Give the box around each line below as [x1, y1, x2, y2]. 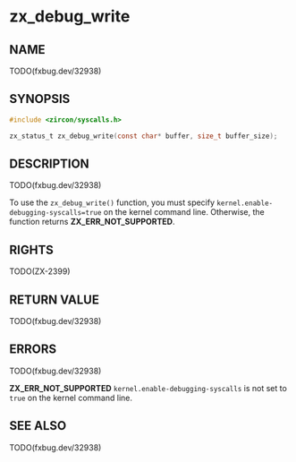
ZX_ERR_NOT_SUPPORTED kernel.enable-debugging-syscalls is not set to [9, 382, 288, 393]
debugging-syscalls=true [9, 209, 102, 218]
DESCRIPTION [9, 156, 89, 171]
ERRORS [9, 342, 57, 357]
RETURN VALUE [9, 292, 100, 307]
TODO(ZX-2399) [9, 266, 71, 277]
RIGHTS [9, 242, 54, 257]
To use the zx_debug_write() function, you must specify [9, 197, 216, 208]
